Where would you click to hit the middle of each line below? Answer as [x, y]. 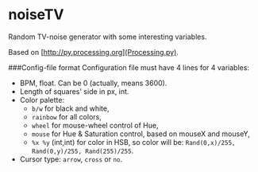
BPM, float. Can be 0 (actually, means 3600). [93, 83]
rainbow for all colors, [66, 116]
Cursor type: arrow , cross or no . [71, 159]
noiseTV [36, 15]
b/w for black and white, [70, 108]
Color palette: [42, 100]
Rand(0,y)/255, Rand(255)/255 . [83, 150]
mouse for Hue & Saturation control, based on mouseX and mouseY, [141, 134]
